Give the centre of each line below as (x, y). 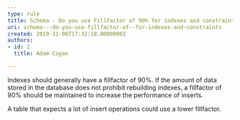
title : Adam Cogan (41, 54)
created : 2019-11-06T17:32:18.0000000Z (67, 34)
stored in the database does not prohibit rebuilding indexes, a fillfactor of (115, 87)
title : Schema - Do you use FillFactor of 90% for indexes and (104, 21)
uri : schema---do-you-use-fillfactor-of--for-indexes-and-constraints (115, 27)
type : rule (24, 14)
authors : (20, 40)
